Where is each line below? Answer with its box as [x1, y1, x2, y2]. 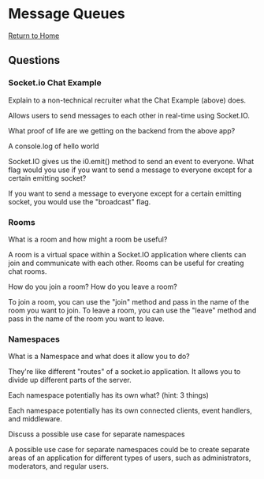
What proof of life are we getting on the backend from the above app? [8, 125, 236, 135]
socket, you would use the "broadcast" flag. [8, 196, 151, 206]
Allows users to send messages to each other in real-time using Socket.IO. [8, 110, 251, 120]
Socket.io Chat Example [8, 77, 102, 88]
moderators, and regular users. [8, 462, 109, 471]
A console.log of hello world [8, 141, 100, 151]
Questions [8, 54, 61, 67]
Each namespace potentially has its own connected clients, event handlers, [8, 406, 252, 415]
